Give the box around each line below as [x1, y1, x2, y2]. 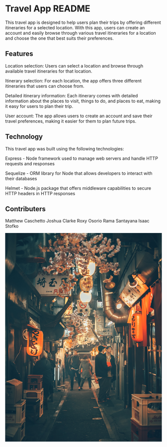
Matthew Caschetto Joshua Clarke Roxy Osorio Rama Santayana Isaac [5, 218, 150, 224]
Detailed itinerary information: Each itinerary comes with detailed [5, 92, 138, 98]
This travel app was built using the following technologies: [5, 146, 124, 151]
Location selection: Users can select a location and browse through [5, 63, 143, 69]
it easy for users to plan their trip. [5, 103, 74, 109]
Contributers [5, 205, 46, 213]
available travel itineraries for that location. [5, 68, 92, 74]
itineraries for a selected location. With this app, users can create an [5, 24, 145, 30]
